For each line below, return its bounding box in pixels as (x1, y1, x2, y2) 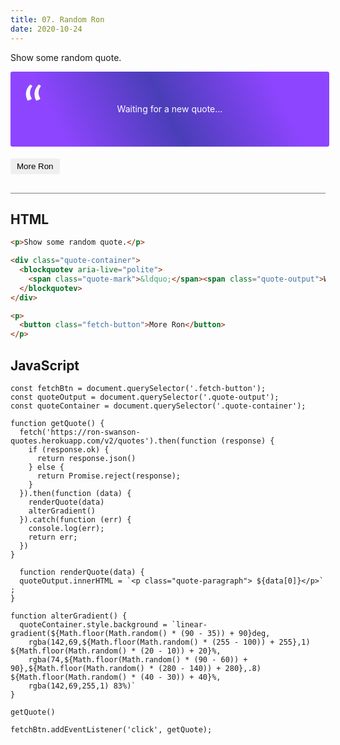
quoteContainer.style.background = (19, 620, 168, 630)
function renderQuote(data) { (19, 567, 145, 577)
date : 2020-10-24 (10, 24, 83, 34)
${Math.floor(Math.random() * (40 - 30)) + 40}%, (10, 672, 222, 682)
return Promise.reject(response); (36, 471, 182, 481)
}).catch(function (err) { (19, 515, 132, 525)
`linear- (171, 620, 208, 630)
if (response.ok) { (28, 445, 110, 455)
